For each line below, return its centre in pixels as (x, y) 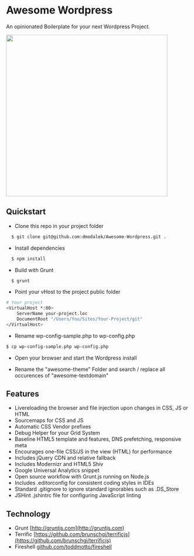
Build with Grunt (34, 270)
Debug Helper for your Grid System (57, 433)
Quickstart (26, 212)
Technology (28, 514)
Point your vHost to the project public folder (67, 292)
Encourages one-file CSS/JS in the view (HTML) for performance (93, 452)
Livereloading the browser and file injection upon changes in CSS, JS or (101, 408)
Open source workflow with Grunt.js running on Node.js (82, 477)
